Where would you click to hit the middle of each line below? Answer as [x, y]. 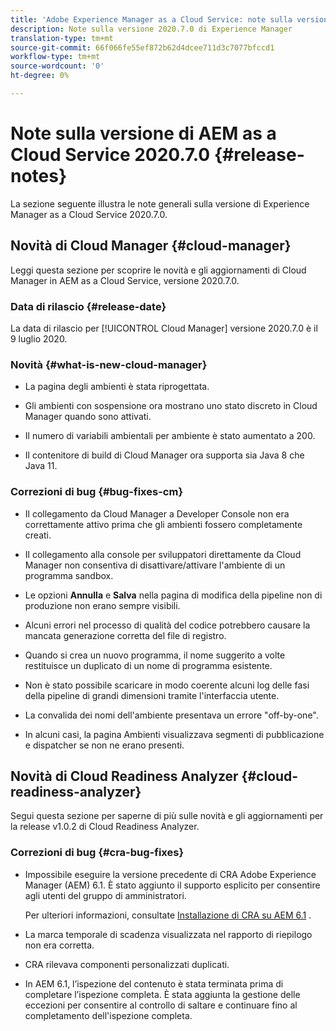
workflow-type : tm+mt [55, 57]
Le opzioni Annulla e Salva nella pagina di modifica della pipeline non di [173, 595]
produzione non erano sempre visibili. [102, 605]
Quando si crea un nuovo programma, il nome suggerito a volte [155, 655]
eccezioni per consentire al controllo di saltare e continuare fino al [161, 1005]
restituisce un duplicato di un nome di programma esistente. [148, 665]
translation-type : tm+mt [62, 38]
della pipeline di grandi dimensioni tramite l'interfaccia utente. [152, 695]
